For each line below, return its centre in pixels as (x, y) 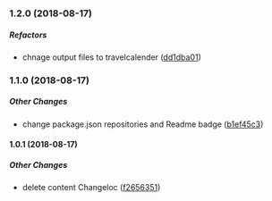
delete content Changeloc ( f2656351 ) (91, 188)
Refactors (28, 35)
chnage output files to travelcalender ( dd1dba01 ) (111, 57)
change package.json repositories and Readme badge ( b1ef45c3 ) (143, 124)
